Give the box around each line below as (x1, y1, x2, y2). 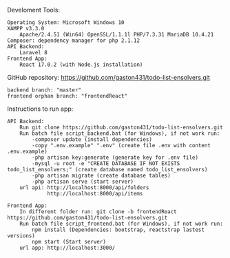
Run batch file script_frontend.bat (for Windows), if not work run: (19, 220, 224, 227)
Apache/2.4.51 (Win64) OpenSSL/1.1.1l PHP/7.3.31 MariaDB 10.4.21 (19, 31, 214, 38)
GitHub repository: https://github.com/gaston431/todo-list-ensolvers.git (7, 74, 210, 81)
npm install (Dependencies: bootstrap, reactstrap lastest (32, 226, 205, 233)
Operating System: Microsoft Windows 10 (7, 19, 125, 26)
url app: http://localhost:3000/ (19, 244, 116, 251)
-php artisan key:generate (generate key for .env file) (32, 154, 198, 161)
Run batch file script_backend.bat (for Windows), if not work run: (19, 130, 220, 137)
